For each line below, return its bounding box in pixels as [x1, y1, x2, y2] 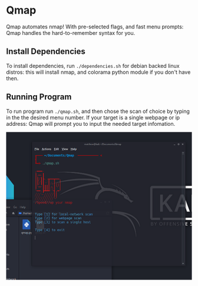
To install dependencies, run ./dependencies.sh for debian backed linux [6, 62, 180, 69]
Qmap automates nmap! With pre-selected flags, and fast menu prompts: [6, 23, 184, 30]
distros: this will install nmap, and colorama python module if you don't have [6, 69, 191, 76]
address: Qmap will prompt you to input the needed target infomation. [6, 120, 176, 127]
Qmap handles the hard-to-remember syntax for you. [6, 29, 136, 36]
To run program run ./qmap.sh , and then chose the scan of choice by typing [6, 108, 190, 115]
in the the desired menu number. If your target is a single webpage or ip [6, 113, 180, 121]
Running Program [6, 92, 72, 102]
